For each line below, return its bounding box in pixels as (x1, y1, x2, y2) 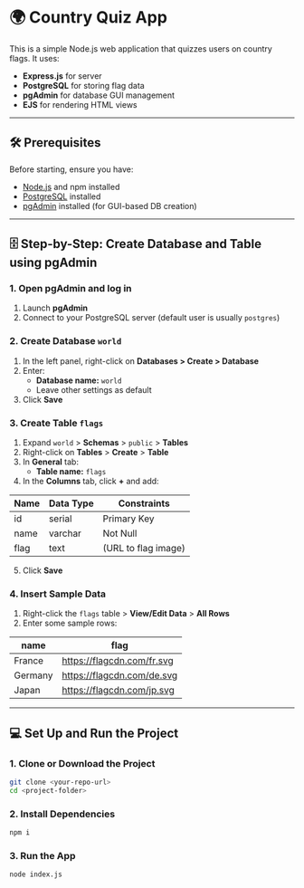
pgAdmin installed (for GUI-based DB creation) (22, 200, 197, 211)
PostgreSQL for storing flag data (22, 80, 145, 91)
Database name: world (35, 375, 122, 386)
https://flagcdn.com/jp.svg (62, 684, 175, 697)
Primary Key (102, 512, 155, 525)
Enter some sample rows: (22, 617, 118, 629)
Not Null (102, 527, 138, 539)
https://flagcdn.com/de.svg (62, 669, 178, 682)
